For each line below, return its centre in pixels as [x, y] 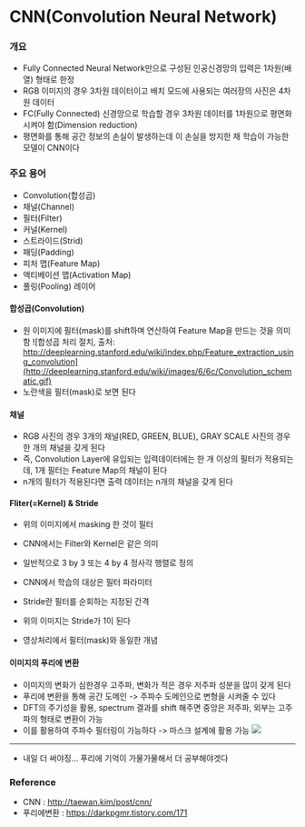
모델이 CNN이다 [51, 148]
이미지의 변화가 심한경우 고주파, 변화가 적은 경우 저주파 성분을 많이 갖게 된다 [157, 684]
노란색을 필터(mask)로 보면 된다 [79, 392]
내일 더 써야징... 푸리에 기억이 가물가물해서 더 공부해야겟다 [125, 758]
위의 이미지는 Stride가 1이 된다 [77, 621]
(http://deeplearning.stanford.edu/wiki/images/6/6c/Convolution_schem [157, 371]
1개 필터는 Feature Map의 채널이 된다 [101, 471]
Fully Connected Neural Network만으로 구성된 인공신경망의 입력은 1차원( [153, 68]
